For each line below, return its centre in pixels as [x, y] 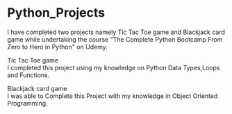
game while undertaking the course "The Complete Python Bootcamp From [115, 39]
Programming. [27, 103]
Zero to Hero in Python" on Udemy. [57, 47]
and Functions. [28, 75]
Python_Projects [56, 13]
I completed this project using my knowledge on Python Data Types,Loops [114, 67]
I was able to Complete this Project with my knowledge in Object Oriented [113, 96]
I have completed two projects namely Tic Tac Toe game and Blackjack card [116, 32]
